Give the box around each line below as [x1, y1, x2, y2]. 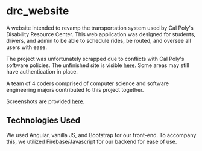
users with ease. [6, 43, 47, 51]
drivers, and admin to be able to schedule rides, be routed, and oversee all [6, 37, 191, 44]
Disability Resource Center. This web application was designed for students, [6, 30, 196, 37]
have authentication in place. [6, 68, 78, 75]
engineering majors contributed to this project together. [6, 86, 144, 93]
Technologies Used [6, 115, 80, 126]
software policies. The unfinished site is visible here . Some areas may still [6, 62, 189, 69]
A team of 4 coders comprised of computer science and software [6, 80, 169, 87]
